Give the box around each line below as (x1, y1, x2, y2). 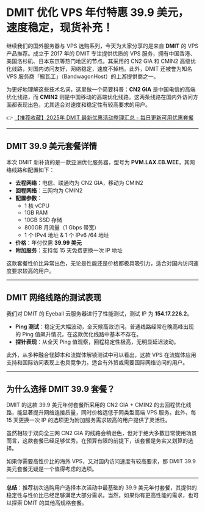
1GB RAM (24, 209, 48, 216)
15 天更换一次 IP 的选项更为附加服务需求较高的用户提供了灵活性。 (6, 416, 171, 424)
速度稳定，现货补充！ (6, 21, 114, 35)
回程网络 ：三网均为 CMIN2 (15, 187, 83, 194)
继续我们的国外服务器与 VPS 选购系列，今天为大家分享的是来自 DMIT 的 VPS (6, 42, 199, 49)
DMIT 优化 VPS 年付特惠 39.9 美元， (6, 5, 189, 20)
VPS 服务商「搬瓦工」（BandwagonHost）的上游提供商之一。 (6, 73, 159, 80)
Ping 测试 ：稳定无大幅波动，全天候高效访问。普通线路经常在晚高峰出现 (15, 323, 194, 330)
